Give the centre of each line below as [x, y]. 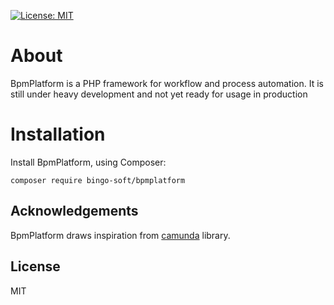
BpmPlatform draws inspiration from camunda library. [120, 235]
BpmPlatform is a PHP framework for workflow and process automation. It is [167, 83]
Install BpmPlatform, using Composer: [88, 162]
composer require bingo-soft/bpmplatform [98, 180]
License [35, 266]
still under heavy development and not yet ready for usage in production [159, 94]
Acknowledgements [74, 211]
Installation [58, 134]
